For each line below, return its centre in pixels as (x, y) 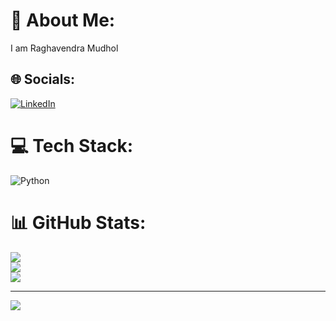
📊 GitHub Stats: (78, 222)
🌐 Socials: (43, 79)
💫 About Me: (63, 20)
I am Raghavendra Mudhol (64, 48)
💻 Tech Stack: (72, 145)
